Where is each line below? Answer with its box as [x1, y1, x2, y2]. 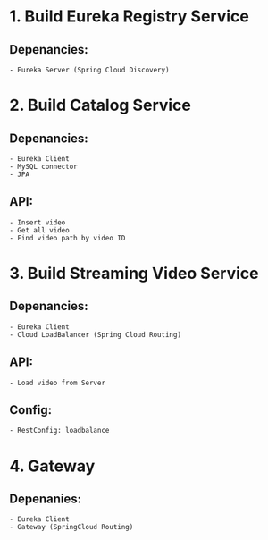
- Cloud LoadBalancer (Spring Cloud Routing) [9, 330, 181, 339]
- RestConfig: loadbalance [9, 426, 110, 435]
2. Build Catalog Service [9, 96, 192, 115]
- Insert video [9, 217, 66, 227]
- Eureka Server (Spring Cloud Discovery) [9, 65, 170, 74]
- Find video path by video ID [9, 233, 126, 242]
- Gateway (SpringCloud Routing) [9, 523, 134, 532]
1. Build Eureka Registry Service [9, 6, 250, 27]
